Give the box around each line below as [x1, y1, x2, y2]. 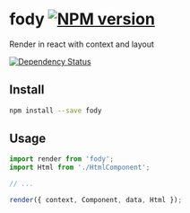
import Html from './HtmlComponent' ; [9, 163, 151, 173]
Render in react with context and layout [9, 39, 155, 49]
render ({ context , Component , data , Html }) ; [9, 196, 182, 205]
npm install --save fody [9, 106, 102, 115]
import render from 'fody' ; [9, 155, 115, 164]
